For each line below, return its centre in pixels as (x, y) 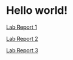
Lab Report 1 (22, 27)
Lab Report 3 (22, 50)
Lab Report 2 (22, 38)
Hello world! (37, 10)
